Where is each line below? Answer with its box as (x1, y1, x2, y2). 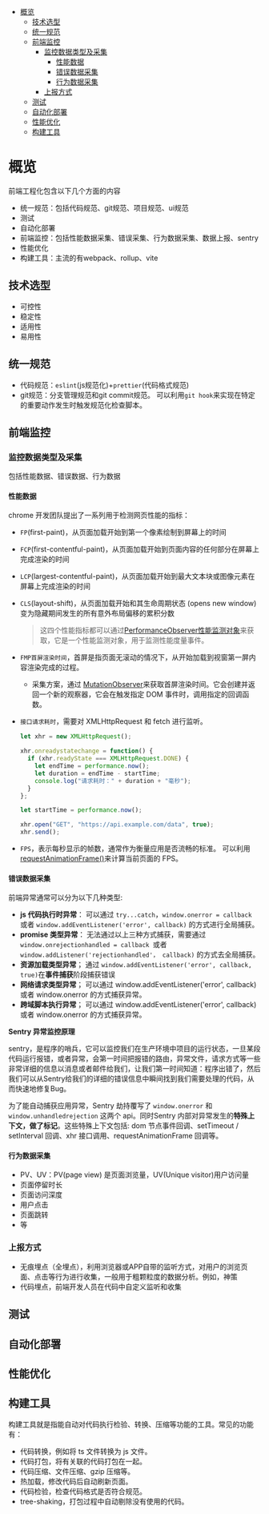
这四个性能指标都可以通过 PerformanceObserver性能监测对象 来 (39, 625, 247, 635)
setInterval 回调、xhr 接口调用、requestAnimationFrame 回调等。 (8, 1131, 223, 1141)
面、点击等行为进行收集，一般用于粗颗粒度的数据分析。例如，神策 (19, 1271, 238, 1281)
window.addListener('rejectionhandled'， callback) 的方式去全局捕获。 (19, 950, 260, 959)
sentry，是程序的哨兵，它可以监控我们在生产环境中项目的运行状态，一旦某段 (8, 1044, 261, 1054)
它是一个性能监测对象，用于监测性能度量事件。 (54, 636, 209, 645)
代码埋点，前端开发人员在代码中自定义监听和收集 (19, 1282, 182, 1291)
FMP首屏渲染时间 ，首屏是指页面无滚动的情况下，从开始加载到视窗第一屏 (19, 653, 250, 662)
